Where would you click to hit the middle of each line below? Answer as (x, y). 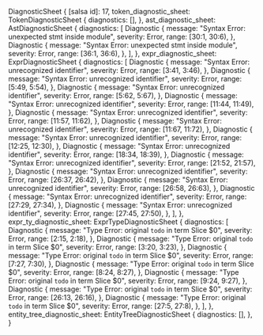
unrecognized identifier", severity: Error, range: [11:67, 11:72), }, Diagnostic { (130, 129)
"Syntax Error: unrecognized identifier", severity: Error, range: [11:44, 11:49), (131, 104)
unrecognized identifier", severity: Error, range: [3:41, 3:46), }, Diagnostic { (130, 70)
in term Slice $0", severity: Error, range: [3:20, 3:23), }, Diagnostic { (118, 247)
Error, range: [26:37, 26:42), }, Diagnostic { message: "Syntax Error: (118, 180)
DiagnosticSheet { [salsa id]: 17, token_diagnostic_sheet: (100, 11)
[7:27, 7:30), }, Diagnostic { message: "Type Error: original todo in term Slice (131, 264)
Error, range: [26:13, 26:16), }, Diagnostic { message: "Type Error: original (127, 297)
